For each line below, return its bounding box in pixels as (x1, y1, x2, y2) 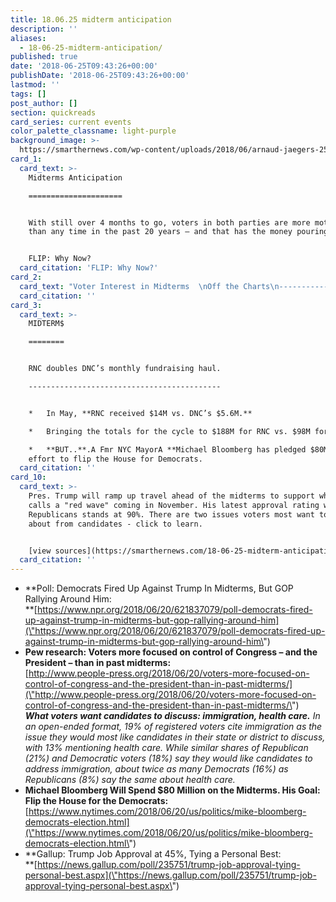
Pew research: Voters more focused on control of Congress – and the (24, 646, 318, 658)
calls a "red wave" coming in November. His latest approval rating (28, 500, 320, 510)
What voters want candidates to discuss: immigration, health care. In (24, 710, 321, 722)
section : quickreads (10, 107, 97, 118)
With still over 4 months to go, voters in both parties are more (28, 217, 311, 228)
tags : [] (10, 89, 47, 99)
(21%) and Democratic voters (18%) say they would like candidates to (24, 752, 313, 765)
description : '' (10, 24, 78, 34)
